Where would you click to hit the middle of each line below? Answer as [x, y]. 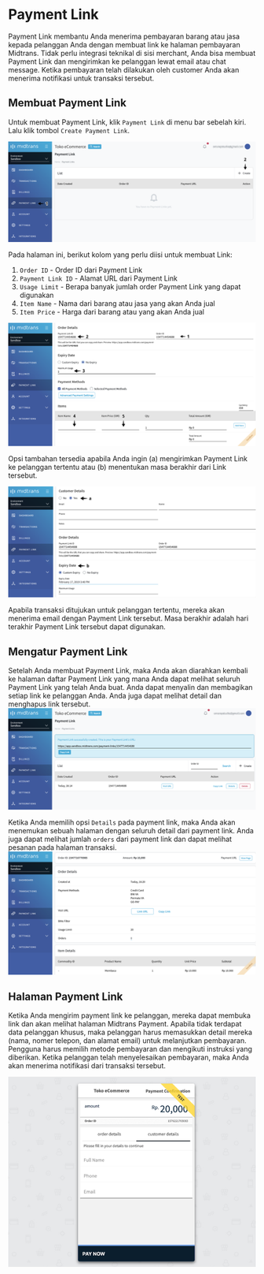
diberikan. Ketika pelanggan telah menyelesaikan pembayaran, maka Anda [128, 1057]
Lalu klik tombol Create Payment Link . [69, 130]
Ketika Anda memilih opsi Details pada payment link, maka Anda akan [122, 822]
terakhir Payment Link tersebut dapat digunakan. [87, 627]
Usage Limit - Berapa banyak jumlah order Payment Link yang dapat [130, 286]
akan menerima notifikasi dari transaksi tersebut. [87, 1066]
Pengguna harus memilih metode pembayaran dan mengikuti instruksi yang [130, 1049]
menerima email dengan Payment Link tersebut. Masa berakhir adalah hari [128, 618]
